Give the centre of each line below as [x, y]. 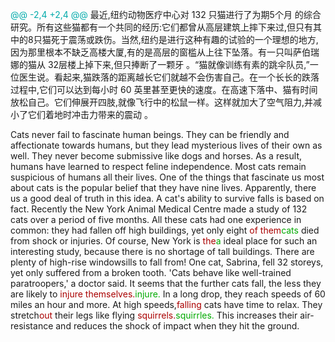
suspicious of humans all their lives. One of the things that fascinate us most [167, 177]
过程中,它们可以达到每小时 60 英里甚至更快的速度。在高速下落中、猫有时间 [164, 89]
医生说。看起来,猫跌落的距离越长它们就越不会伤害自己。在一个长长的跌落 [169, 77]
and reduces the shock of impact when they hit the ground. [177, 326]
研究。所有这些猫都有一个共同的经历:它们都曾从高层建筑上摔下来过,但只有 [162, 27]
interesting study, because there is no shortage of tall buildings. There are [162, 251]
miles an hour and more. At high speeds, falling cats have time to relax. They [166, 304]
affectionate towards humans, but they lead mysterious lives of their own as [166, 145]
